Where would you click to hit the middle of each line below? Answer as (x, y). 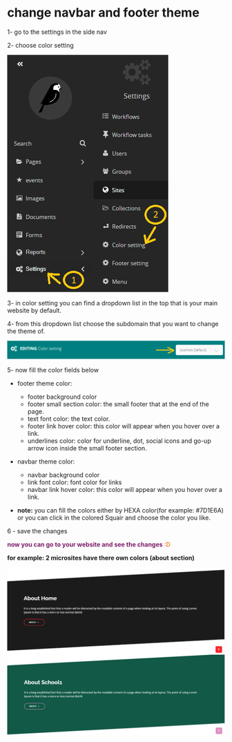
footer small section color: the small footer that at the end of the (118, 404)
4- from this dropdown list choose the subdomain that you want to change (113, 323)
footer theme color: (45, 383)
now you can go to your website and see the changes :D (89, 544)
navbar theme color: (46, 462)
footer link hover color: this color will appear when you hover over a (123, 426)
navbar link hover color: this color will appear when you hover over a (125, 490)
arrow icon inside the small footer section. (87, 448)
